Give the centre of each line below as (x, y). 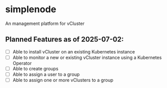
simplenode (31, 9)
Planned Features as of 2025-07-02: (64, 39)
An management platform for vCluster (45, 23)
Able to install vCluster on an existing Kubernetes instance (74, 51)
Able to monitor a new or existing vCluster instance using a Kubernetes (87, 57)
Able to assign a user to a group (46, 74)
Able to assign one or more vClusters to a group (63, 80)
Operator (22, 63)
